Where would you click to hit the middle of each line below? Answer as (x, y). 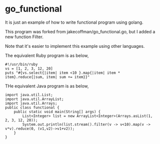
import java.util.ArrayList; (34, 99)
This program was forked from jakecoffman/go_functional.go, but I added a (80, 31)
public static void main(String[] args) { (57, 112)
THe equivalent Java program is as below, (47, 86)
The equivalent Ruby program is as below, (47, 55)
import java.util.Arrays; (31, 103)
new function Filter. (24, 37)
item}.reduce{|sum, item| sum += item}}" (48, 77)
